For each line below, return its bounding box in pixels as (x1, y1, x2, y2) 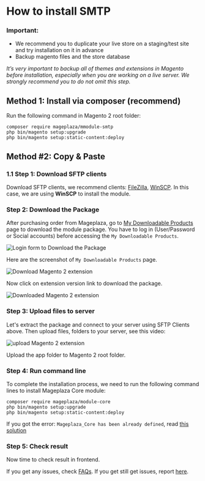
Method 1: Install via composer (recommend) (6, 96, 181, 106)
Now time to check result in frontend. (6, 456, 100, 463)
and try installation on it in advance (15, 47, 104, 54)
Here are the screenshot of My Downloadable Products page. (6, 256, 157, 263)
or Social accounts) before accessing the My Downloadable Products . (6, 232, 179, 240)
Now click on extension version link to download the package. (6, 280, 163, 287)
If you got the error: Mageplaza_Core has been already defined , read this (6, 420, 189, 427)
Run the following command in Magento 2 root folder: (6, 112, 141, 119)
